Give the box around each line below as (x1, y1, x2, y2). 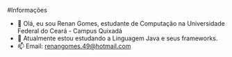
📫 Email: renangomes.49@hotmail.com (17, 42, 131, 50)
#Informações (7, 6, 47, 14)
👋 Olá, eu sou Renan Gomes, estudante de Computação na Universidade (17, 19, 226, 27)
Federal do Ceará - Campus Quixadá (17, 27, 123, 35)
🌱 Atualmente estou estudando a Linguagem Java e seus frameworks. (17, 34, 218, 42)
